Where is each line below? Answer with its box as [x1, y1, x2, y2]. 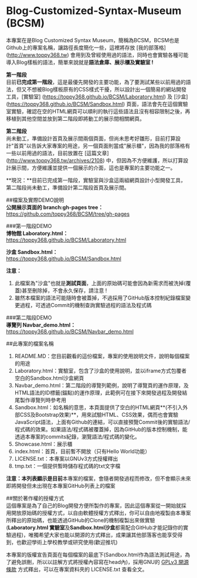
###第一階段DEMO [6, 222, 52, 229]
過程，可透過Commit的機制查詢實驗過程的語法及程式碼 [19, 301, 152, 308]
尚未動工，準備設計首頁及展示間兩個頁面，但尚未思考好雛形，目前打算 [6, 135, 176, 142]
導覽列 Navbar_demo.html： [6, 321, 76, 328]
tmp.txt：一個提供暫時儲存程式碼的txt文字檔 [14, 462, 121, 470]
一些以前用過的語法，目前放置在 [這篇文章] [6, 149, 110, 157]
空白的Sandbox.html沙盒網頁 [14, 374, 84, 382]
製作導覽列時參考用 [19, 396, 66, 403]
